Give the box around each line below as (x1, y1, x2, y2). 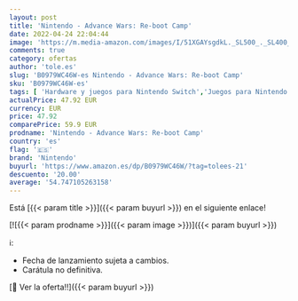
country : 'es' (9, 137, 62, 146)
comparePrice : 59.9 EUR (9, 121, 98, 130)
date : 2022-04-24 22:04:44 (9, 29, 109, 38)
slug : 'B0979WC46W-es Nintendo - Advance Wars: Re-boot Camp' (9, 71, 244, 80)
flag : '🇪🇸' (9, 145, 53, 154)
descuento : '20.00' (9, 170, 82, 178)
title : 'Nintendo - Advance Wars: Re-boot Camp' (9, 21, 192, 30)
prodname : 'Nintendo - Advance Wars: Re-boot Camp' (9, 129, 204, 138)
